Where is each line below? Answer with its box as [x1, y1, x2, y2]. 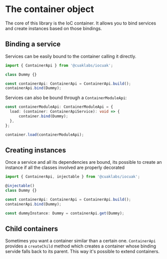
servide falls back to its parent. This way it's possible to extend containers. [5, 248, 159, 254]
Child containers [5, 224, 59, 233]
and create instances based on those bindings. [5, 25, 102, 31]
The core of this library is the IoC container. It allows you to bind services [5, 20, 156, 26]
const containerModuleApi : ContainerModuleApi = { [5, 104, 113, 110]
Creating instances [5, 146, 66, 154]
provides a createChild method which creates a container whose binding [5, 243, 156, 249]
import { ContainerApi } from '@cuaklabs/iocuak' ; [5, 63, 113, 68]
